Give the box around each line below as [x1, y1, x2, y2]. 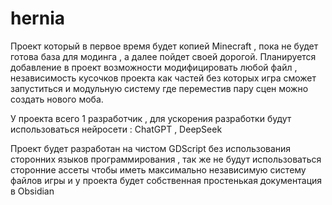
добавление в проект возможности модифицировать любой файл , [10, 61, 298, 73]
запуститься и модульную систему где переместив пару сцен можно [10, 82, 309, 94]
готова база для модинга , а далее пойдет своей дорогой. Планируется [10, 50, 317, 62]
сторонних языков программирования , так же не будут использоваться [10, 153, 322, 165]
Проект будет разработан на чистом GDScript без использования [10, 142, 292, 154]
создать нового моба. [10, 93, 104, 105]
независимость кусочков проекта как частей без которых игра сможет [10, 72, 317, 84]
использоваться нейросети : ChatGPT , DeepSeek [10, 123, 223, 135]
